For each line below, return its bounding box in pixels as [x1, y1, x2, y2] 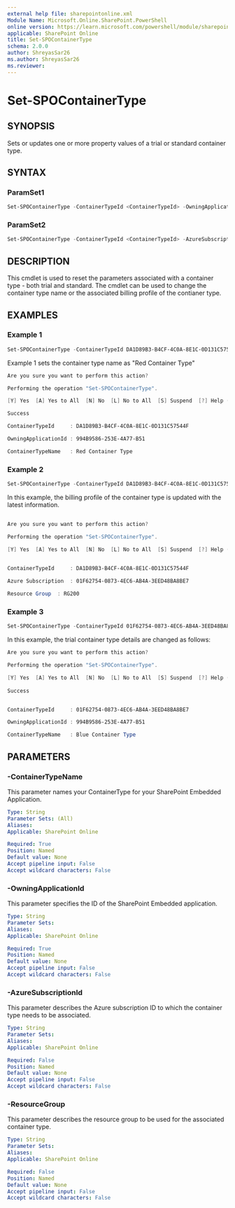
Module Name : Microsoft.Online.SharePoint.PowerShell [7, 17, 168, 24]
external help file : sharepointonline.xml [7, 10, 133, 18]
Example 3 [7, 606, 44, 616]
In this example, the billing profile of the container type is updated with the [7, 493, 222, 501]
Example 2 [7, 464, 44, 474]
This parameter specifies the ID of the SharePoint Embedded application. [7, 899, 218, 908]
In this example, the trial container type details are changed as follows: [7, 635, 211, 644]
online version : [7, 23, 55, 30]
